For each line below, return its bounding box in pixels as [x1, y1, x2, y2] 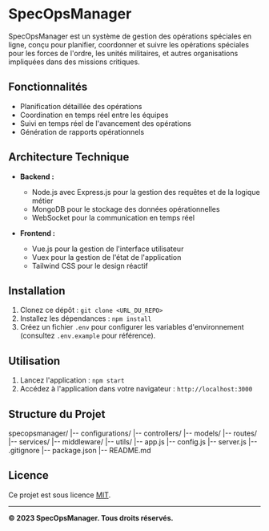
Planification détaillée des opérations [19, 101, 143, 111]
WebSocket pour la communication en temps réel [31, 213, 195, 222]
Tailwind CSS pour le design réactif [31, 261, 148, 270]
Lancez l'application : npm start [19, 375, 125, 385]
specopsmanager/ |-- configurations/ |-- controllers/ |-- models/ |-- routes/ [8, 428, 258, 438]
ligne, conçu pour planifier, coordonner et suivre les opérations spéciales [8, 39, 250, 49]
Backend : [19, 172, 54, 181]
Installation [8, 284, 66, 298]
